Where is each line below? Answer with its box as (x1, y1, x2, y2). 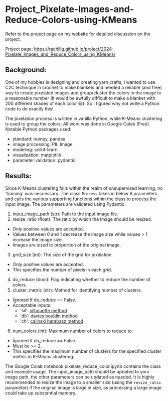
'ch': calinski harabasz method (20, 318, 84, 324)
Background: (5, 66, 47, 74)
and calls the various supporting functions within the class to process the (5, 196, 157, 202)
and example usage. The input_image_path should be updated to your (5, 368, 150, 374)
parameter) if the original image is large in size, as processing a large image (5, 384, 162, 390)
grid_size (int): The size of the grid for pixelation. (12, 251, 113, 257)
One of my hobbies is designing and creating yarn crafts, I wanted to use (5, 79, 156, 85)
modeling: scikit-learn (12, 147, 58, 153)
